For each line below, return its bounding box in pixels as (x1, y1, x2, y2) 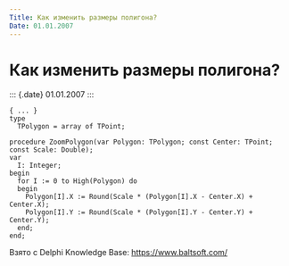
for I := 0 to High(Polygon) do (17, 177, 138, 186)
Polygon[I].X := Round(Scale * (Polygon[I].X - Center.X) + (25, 193, 253, 202)
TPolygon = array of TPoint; (17, 122, 126, 131)
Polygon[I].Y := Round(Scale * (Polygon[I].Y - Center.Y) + (25, 208, 253, 217)
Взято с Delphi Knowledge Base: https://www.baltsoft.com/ (9, 247, 228, 258)
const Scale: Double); (9, 145, 94, 154)
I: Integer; (17, 162, 62, 170)
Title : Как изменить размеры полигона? (9, 12, 158, 22)
